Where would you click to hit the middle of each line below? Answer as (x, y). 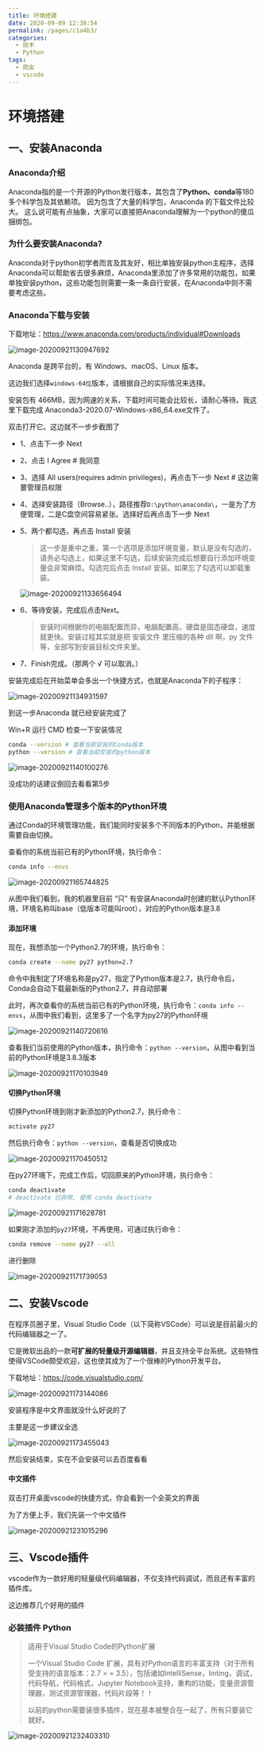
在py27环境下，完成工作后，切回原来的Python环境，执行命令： (112, 1175)
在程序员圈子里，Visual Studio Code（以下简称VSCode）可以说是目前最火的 (133, 1324)
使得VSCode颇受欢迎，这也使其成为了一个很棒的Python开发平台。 (117, 1360)
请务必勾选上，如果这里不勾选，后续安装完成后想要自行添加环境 (144, 558)
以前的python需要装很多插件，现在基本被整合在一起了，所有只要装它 (140, 1710)
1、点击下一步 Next (51, 444)
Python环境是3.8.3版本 (59, 1058)
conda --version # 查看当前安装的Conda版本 (76, 745)
